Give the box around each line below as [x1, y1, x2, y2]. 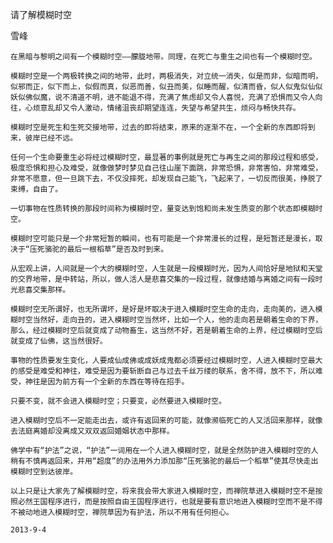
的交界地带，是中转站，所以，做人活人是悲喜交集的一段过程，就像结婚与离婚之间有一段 [10, 274, 316, 284]
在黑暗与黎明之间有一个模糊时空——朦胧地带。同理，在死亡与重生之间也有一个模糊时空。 [10, 52, 317, 62]
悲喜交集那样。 [17, 285, 71, 295]
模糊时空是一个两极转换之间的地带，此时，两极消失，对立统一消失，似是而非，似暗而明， [10, 71, 323, 81]
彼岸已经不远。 [24, 133, 78, 143]
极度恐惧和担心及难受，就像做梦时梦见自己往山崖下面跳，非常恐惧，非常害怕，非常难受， [10, 163, 323, 173]
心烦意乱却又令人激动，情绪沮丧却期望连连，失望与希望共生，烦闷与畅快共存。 [24, 103, 301, 113]
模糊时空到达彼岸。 [10, 467, 78, 477]
